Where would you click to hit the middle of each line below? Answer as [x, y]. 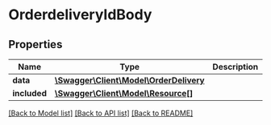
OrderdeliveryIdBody [80, 15]
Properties [35, 44]
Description [236, 67]
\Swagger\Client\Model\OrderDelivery [129, 80]
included [29, 93]
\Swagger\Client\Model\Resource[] [124, 93]
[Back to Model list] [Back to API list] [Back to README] [101, 113]
